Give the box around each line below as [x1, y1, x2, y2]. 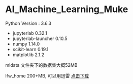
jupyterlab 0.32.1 [12, 30, 47, 36]
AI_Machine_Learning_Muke [5, 4, 128, 15]
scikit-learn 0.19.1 [12, 46, 49, 52]
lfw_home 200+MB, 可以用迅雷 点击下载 [5, 72, 89, 79]
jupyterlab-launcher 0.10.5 [12, 35, 68, 41]
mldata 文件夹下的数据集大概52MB [5, 62, 78, 68]
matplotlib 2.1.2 [12, 52, 45, 58]
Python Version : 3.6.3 [5, 20, 52, 26]
